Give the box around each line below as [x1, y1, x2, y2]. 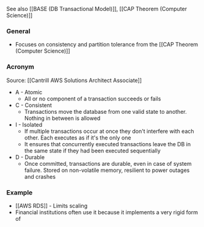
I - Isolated [15, 121, 43, 128]
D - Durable [15, 153, 45, 161]
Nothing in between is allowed [24, 114, 101, 122]
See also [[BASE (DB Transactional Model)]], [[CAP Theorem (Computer [6, 6, 188, 12]
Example [6, 188, 33, 196]
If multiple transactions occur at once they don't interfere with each [24, 127, 194, 135]
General [6, 27, 31, 35]
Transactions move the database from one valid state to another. [24, 108, 188, 115]
